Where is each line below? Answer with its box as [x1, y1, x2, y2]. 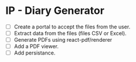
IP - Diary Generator [5, 4, 105, 17]
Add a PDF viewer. [13, 43, 59, 50]
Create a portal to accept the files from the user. [13, 23, 131, 30]
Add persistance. [13, 49, 56, 56]
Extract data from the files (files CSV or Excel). [13, 30, 127, 37]
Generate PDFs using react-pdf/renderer [13, 37, 113, 43]
